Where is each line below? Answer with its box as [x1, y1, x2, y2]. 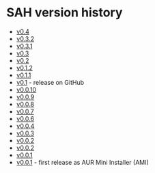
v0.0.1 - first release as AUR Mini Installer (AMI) [16, 158, 150, 166]
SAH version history [6, 5, 123, 21]
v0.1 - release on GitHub [16, 78, 85, 86]
